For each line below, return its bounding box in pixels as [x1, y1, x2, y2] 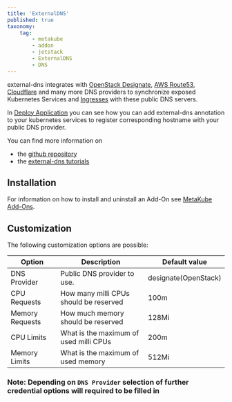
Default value [162, 257, 207, 267]
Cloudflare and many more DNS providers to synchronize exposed [7, 88, 196, 96]
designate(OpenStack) [148, 273, 222, 283]
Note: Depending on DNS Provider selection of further [7, 377, 189, 387]
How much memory [60, 308, 124, 318]
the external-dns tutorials [17, 157, 90, 165]
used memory [60, 356, 106, 366]
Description [81, 257, 121, 267]
